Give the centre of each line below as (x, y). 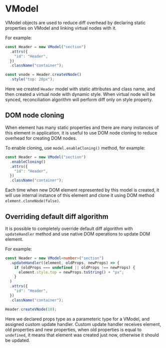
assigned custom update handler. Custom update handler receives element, (83, 324)
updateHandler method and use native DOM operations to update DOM (78, 234)
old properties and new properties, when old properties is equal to (73, 329)
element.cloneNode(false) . (33, 201)
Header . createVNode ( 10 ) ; (31, 309)
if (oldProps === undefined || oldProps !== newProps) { (75, 267)
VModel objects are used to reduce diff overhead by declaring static (75, 23)
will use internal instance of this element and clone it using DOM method (80, 195)
